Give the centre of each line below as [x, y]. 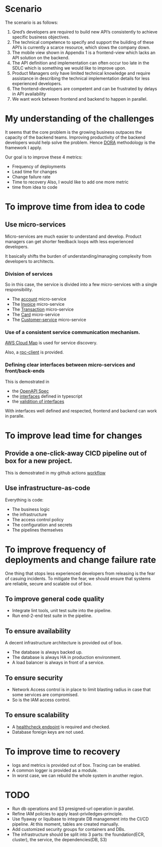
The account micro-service [39, 299]
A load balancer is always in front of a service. [58, 663]
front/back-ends [25, 371]
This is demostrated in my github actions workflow [55, 473]
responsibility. [19, 290]
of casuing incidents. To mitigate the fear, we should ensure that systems [78, 578]
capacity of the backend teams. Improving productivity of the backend [75, 137]
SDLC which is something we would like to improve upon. [69, 68]
